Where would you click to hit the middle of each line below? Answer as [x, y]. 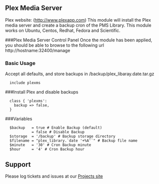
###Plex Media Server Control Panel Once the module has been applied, [79, 40]
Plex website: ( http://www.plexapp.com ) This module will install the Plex [78, 20]
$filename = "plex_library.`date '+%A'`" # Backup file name [74, 141]
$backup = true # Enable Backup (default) [56, 128]
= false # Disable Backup [58, 132]
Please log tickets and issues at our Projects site [54, 176]
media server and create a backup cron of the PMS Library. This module [78, 25]
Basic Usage [20, 63]
